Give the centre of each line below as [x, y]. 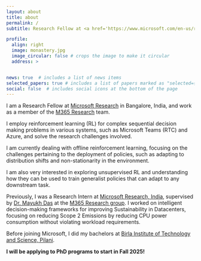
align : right [28, 45]
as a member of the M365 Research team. [58, 112]
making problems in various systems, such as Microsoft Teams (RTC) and [97, 130]
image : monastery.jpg [39, 51]
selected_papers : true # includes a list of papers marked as [85, 83]
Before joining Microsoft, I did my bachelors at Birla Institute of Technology [98, 233]
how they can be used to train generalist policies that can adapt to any [93, 179]
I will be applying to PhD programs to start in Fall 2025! [76, 251]
